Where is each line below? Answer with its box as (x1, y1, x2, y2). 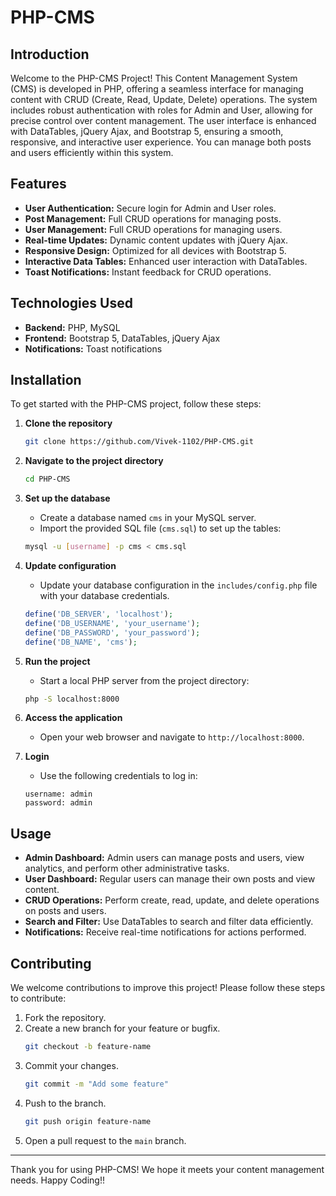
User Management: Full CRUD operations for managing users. (24, 223, 283, 235)
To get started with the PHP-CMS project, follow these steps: (10, 398, 262, 410)
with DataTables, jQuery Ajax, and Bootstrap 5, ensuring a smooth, (10, 126, 284, 137)
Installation (10, 372, 82, 389)
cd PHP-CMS (24, 474, 71, 485)
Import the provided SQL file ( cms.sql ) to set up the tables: (39, 522, 282, 535)
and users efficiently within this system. (10, 147, 174, 158)
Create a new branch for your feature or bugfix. (24, 1022, 221, 1035)
